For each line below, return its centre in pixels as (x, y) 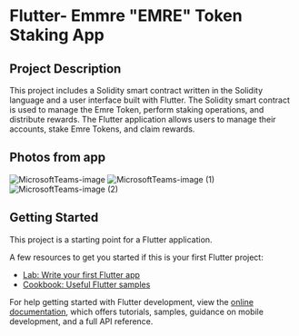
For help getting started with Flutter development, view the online (132, 301)
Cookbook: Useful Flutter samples (86, 284)
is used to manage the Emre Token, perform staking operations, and (137, 109)
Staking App (57, 35)
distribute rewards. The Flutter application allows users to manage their (143, 119)
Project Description (65, 69)
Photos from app (58, 158)
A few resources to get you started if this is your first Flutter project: (136, 257)
